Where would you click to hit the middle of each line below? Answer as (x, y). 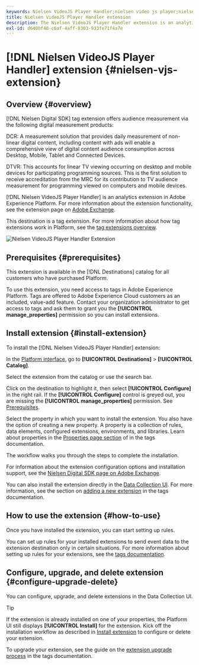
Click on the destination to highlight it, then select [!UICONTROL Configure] (99, 388)
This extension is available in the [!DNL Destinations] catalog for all (88, 272)
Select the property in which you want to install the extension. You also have (99, 419)
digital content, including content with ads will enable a (88, 143)
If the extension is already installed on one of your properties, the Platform (97, 619)
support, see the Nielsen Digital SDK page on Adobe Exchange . (84, 473)
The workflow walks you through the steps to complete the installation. (93, 455)
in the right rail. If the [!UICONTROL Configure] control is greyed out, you (96, 394)
